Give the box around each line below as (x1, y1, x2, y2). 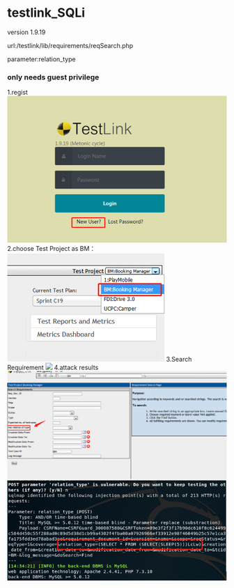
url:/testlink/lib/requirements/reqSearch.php (7, 41, 134, 49)
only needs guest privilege (7, 72, 100, 82)
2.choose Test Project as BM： (7, 245, 96, 253)
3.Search (166, 355, 192, 364)
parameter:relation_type (7, 54, 76, 63)
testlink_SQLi (7, 5, 86, 21)
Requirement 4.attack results (7, 364, 99, 372)
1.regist (7, 88, 28, 97)
